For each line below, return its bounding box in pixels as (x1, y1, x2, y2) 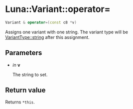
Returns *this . (5, 99, 35, 105)
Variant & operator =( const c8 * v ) (5, 20, 77, 25)
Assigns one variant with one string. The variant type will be (5, 29, 129, 35)
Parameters (5, 49, 42, 57)
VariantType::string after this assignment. (5, 34, 90, 40)
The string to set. (12, 71, 48, 78)
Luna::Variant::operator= (5, 3, 111, 15)
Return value (5, 86, 46, 95)
